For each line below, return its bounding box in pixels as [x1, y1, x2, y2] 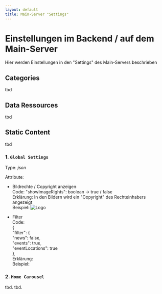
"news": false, [12, 235, 41, 241]
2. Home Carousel [5, 273, 45, 280]
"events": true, [12, 240, 42, 246]
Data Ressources [5, 101, 58, 109]
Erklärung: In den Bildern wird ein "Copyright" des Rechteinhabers [12, 194, 146, 200]
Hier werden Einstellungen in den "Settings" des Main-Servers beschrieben [5, 59, 158, 65]
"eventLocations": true [12, 245, 58, 251]
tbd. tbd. [5, 284, 23, 290]
